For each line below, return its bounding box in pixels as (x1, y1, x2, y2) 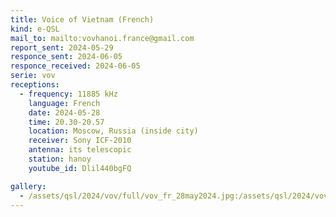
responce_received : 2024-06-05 (10, 61, 141, 71)
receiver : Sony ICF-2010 (28, 136, 132, 146)
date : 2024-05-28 (28, 107, 101, 118)
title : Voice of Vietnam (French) (10, 14, 155, 25)
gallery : (10, 181, 47, 191)
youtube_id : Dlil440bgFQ (28, 163, 132, 173)
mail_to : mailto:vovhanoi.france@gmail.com (10, 33, 195, 43)
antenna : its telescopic (28, 145, 132, 155)
